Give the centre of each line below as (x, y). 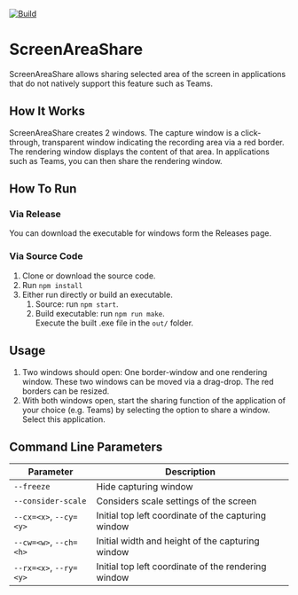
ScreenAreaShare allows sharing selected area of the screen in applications (148, 74)
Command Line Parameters (86, 446)
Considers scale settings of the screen (176, 501)
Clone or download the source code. (89, 276)
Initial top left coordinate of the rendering (181, 567)
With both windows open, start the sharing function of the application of (154, 400)
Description (190, 472)
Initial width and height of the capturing (178, 541)
